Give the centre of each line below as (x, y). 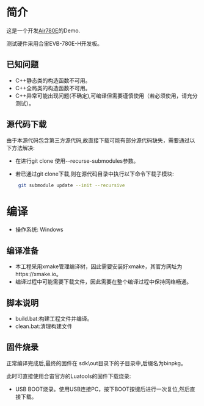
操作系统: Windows (39, 230)
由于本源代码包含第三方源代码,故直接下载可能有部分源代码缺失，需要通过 (98, 140)
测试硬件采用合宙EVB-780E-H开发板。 (54, 43)
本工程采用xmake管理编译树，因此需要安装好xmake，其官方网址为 (99, 266)
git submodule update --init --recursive (71, 185)
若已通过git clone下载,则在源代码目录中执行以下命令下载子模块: (94, 174)
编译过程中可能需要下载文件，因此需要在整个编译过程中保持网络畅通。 (104, 282)
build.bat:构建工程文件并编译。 (54, 319)
